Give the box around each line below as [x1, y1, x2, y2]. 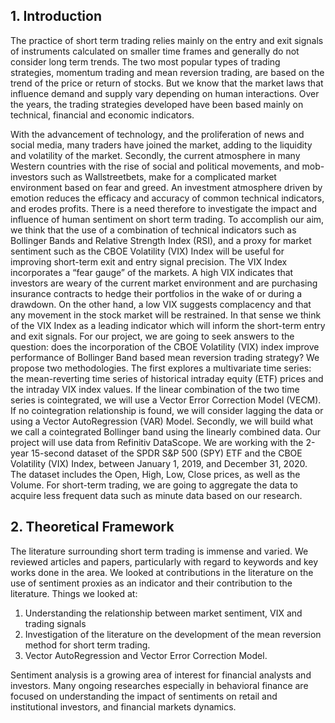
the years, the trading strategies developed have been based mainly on [10, 98, 304, 110]
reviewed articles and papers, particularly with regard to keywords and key [10, 555, 319, 568]
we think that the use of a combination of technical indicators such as [10, 224, 297, 236]
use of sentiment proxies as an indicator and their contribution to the [10, 577, 293, 589]
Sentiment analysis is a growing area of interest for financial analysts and [10, 669, 312, 681]
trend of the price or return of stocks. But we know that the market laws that [10, 77, 324, 89]
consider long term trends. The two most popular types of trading [10, 55, 281, 68]
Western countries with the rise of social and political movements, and [10, 160, 300, 172]
